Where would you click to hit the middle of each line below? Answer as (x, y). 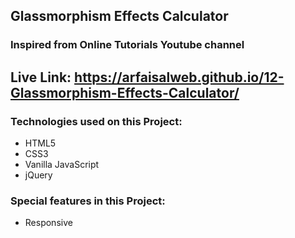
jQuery (38, 175)
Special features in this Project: (88, 201)
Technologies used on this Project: (96, 121)
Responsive (48, 223)
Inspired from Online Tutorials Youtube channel (127, 45)
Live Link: (41, 77)
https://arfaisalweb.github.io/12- (179, 77)
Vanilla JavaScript (62, 164)
